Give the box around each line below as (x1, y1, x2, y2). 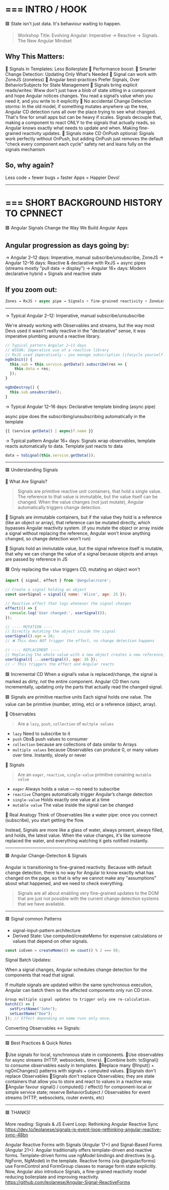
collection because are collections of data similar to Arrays (12, 741, 137, 747)
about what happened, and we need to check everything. (5, 880, 124, 886)
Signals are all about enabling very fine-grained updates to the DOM (17, 890, 159, 896)
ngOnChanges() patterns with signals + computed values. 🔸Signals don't (5, 1068, 156, 1074)
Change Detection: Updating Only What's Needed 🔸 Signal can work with (5, 71, 157, 77)
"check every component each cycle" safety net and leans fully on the (5, 141, 151, 147)
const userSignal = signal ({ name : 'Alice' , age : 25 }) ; (5, 592, 127, 597)
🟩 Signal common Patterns (5, 916, 62, 922)
